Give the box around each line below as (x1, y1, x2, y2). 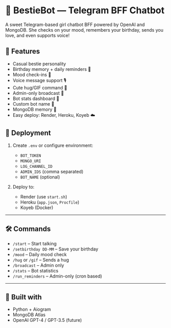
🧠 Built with (5, 293, 42, 301)
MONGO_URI (20, 158, 42, 164)
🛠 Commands (5, 224, 51, 233)
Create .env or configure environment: (12, 142, 93, 148)
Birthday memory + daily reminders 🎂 (12, 66, 92, 72)
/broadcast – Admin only (12, 262, 65, 268)
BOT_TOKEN (20, 153, 42, 158)
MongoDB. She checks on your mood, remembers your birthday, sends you (5, 27, 164, 33)
